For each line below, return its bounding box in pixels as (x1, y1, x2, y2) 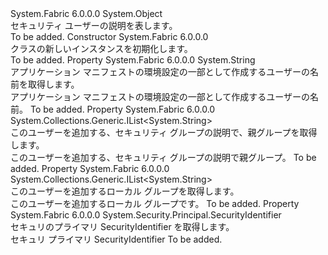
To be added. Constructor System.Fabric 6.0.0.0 (10, 31, 209, 42)
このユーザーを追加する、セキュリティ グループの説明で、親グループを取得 (10, 127, 318, 138)
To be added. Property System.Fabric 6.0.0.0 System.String (10, 54, 256, 66)
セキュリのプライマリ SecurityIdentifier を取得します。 (10, 221, 235, 232)
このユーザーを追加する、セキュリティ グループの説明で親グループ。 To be (10, 152, 317, 163)
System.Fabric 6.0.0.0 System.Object (10, 8, 163, 19)
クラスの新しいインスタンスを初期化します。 (10, 43, 193, 54)
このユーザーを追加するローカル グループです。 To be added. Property (10, 198, 300, 209)
